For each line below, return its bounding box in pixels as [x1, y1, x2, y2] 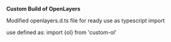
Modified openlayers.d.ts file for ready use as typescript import [6, 17, 165, 24]
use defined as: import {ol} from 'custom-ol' [6, 29, 117, 36]
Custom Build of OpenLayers [6, 5, 81, 12]
